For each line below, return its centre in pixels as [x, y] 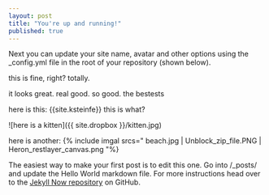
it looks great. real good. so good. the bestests [87, 94]
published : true [36, 31]
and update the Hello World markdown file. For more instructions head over [134, 174]
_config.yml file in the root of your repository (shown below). [110, 62]
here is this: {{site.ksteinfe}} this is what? [77, 109]
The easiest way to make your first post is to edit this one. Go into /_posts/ [133, 165]
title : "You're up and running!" [65, 23]
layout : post [30, 16]
